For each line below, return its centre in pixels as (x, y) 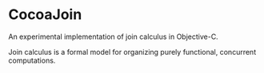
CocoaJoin (45, 15)
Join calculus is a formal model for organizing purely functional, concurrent (132, 52)
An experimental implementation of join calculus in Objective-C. (113, 36)
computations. (32, 60)
